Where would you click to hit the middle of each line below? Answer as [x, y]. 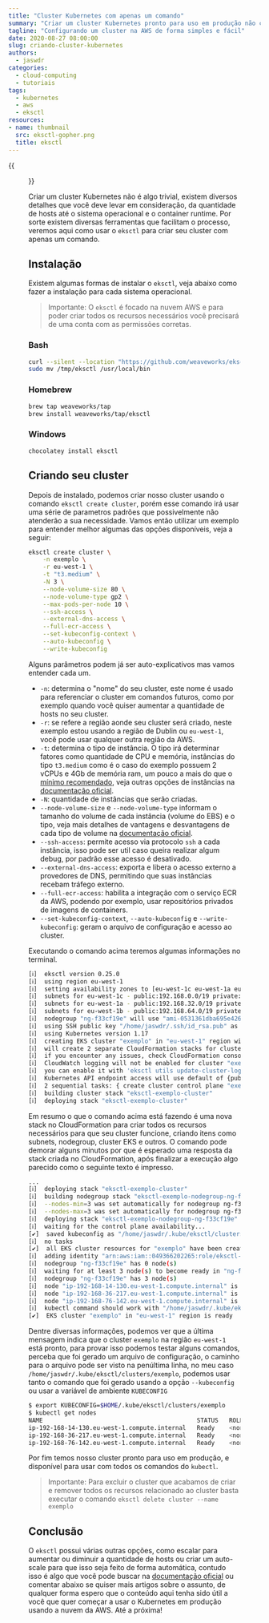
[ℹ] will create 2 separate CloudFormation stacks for [122, 1048]
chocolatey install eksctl [73, 451]
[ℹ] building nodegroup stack [79, 1197]
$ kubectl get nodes [63, 1413]
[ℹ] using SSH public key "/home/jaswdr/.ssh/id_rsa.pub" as [133, 1026]
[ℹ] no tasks [51, 1241]
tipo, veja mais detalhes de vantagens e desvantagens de [135, 824]
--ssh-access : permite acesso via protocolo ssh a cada [130, 842]
